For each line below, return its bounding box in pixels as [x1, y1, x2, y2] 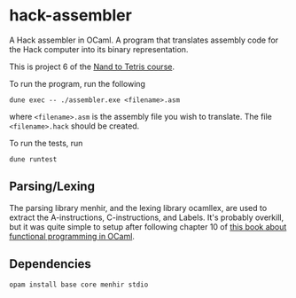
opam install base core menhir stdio [9, 280, 149, 289]
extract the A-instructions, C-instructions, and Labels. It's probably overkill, [9, 212, 284, 223]
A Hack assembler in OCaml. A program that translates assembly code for [9, 35, 279, 45]
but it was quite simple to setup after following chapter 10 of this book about [9, 221, 287, 231]
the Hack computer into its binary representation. [9, 43, 189, 54]
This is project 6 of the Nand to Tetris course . [9, 61, 175, 72]
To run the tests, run [9, 137, 83, 148]
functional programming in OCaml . [9, 231, 136, 241]
